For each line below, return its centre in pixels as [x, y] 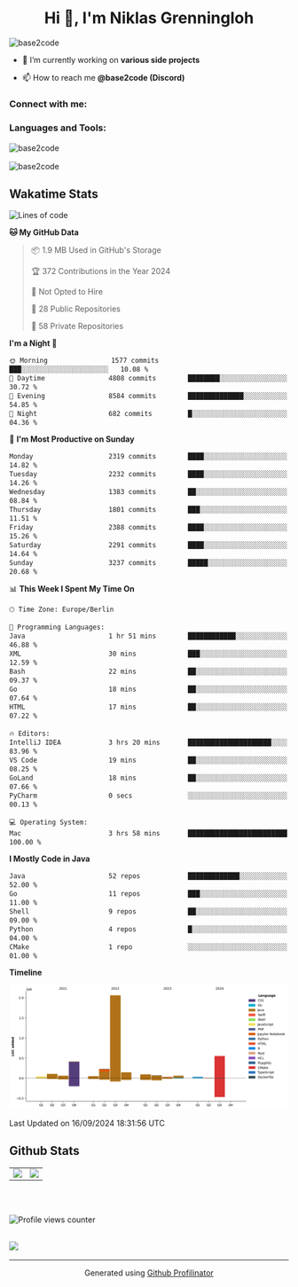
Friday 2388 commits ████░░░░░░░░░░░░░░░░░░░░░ [149, 528]
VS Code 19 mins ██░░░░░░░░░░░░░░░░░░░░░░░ [149, 761]
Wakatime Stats [54, 194]
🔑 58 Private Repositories [77, 326]
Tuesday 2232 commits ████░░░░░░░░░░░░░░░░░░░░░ [149, 475]
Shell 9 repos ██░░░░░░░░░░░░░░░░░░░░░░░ [149, 912]
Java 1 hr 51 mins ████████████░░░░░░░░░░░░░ [149, 636]
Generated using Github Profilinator [149, 1273]
